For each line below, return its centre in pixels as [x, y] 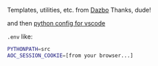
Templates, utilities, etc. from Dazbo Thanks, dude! [79, 10]
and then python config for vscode [56, 23]
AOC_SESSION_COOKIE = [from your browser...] [70, 55]
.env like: [20, 36]
